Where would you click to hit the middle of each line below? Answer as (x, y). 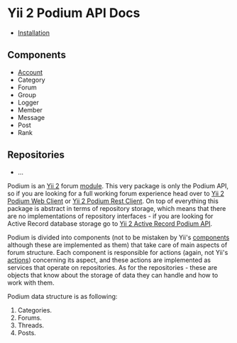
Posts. (27, 332)
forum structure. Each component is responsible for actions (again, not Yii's (118, 252)
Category (31, 80)
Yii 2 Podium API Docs (74, 13)
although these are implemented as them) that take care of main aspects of (117, 245)
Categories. (34, 310)
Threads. (31, 325)
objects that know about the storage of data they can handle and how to (113, 275)
